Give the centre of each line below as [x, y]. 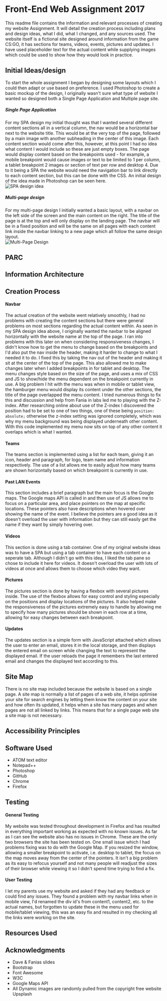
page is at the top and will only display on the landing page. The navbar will [83, 221]
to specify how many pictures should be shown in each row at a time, [76, 612]
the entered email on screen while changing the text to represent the [76, 651]
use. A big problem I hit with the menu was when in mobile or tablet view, [80, 384]
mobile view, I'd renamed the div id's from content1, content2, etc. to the [80, 901]
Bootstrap [22, 968]
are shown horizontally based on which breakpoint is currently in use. [77, 471]
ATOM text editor [30, 760]
